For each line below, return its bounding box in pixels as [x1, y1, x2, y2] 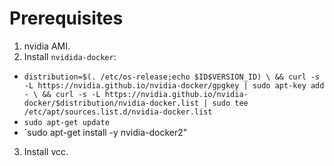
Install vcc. [23, 145, 69, 157]
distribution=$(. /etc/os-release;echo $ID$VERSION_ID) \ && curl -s [23, 72, 321, 82]
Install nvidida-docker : [23, 50, 117, 62]
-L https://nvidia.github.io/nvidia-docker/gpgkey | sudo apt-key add [23, 80, 325, 91]
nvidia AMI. [23, 40, 71, 52]
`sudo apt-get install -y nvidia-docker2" [23, 126, 188, 138]
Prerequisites [9, 7, 124, 30]
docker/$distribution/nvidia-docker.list [23, 98, 199, 108]
